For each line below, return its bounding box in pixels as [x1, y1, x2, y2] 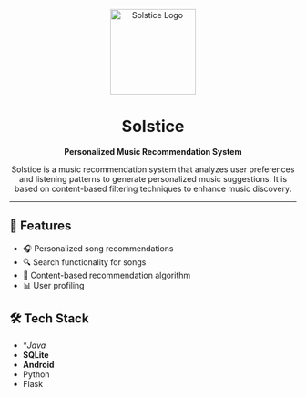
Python [22, 369, 50, 380]
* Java [22, 340, 46, 351]
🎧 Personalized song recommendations [22, 242, 174, 254]
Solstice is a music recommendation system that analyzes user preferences [11, 164, 295, 175]
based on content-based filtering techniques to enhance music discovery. [14, 183, 292, 194]
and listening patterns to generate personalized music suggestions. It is [18, 173, 288, 184]
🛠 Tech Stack [9, 310, 89, 327]
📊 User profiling [22, 280, 85, 290]
